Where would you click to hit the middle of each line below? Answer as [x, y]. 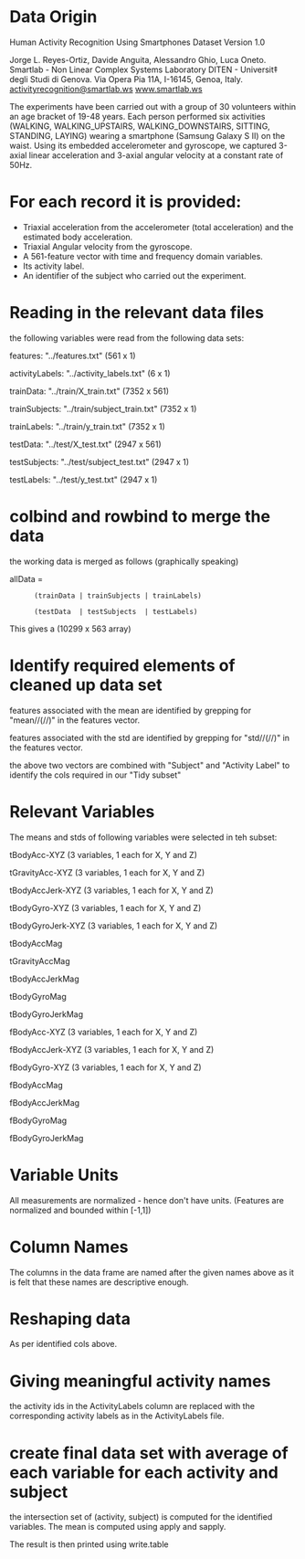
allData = [26, 578]
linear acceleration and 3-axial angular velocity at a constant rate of [156, 155]
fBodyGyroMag [38, 1120]
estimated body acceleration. [78, 237]
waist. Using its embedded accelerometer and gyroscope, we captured [143, 145]
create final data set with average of [149, 1453]
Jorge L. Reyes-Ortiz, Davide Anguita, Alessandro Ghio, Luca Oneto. [138, 59]
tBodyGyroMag [38, 996]
